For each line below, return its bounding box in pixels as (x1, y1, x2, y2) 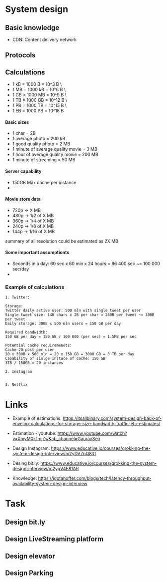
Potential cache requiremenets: (5, 343, 72, 348)
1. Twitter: (5, 295, 30, 300)
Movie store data (5, 196, 41, 202)
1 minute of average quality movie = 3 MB (12, 146, 98, 152)
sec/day (12, 266, 29, 272)
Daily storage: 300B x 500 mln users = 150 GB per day (5, 321, 121, 326)
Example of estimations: (12, 415, 62, 421)
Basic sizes (5, 119, 29, 125)
